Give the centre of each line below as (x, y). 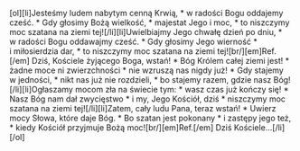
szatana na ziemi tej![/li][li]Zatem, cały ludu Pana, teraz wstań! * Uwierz (143, 108)
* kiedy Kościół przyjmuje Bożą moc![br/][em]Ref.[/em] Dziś (121, 128)
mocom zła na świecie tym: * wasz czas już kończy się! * (182, 89)
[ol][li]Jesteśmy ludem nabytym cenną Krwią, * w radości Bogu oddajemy (146, 13)
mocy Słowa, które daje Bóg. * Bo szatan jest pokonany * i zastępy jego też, (150, 118)
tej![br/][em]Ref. (247, 51)
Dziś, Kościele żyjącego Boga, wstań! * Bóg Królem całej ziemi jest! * (160, 61)
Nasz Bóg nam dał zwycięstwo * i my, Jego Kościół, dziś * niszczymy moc (148, 99)
